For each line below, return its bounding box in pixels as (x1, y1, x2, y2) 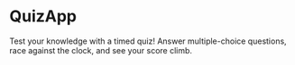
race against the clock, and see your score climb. (9, 45, 192, 55)
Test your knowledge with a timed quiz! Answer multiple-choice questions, (9, 36, 287, 46)
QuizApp (9, 6, 78, 27)
